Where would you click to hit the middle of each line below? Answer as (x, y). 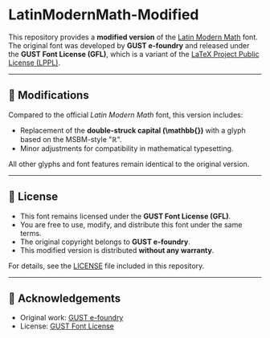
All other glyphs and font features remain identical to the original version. (129, 164)
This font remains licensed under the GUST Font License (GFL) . (125, 216)
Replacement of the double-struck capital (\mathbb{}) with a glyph (133, 130)
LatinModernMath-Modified (104, 15)
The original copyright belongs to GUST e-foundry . (105, 242)
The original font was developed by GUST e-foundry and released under (129, 45)
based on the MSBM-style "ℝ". (71, 139)
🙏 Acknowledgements (65, 298)
